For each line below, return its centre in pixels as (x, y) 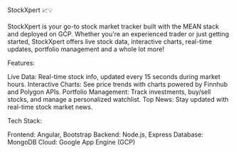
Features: (21, 63)
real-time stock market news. (50, 107)
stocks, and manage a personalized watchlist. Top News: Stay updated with (118, 99)
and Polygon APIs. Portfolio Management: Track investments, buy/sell (109, 92)
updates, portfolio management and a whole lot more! (86, 49)
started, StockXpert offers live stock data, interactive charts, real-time (110, 42)
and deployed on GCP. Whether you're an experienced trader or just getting (118, 34)
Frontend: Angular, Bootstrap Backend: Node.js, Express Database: (106, 134)
